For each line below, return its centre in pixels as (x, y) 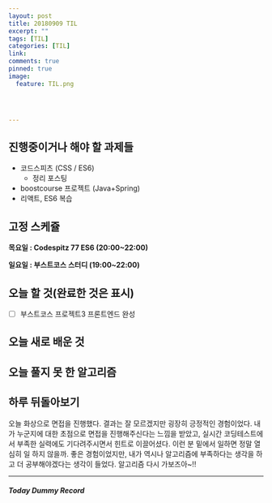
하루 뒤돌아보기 (44, 402)
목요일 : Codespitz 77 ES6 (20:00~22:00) (78, 247)
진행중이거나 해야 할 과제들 (71, 147)
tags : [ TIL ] (28, 39)
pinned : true (30, 69)
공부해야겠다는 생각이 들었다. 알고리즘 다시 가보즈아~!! (111, 464)
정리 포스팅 (49, 178)
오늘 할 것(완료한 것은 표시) (72, 293)
